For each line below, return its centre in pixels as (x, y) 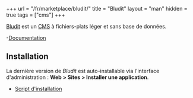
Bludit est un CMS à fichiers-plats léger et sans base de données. (86, 26)
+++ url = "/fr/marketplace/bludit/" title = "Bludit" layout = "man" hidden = (97, 9)
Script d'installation (38, 88)
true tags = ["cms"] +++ (36, 15)
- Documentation (26, 38)
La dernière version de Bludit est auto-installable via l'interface (83, 71)
